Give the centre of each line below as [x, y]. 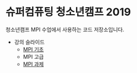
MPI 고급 [33, 57]
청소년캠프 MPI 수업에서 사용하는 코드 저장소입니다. [65, 29]
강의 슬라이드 [29, 42]
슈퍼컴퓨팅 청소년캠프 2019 [68, 12]
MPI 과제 [33, 64]
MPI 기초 [33, 49]
